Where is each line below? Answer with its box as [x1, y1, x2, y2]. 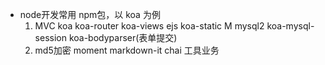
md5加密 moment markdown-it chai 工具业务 [34, 44, 220, 56]
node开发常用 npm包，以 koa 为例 [19, 9, 161, 20]
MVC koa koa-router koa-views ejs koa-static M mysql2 [34, 20, 265, 32]
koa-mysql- [266, 20, 315, 32]
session [34, 32, 67, 43]
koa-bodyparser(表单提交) [68, 32, 178, 43]
